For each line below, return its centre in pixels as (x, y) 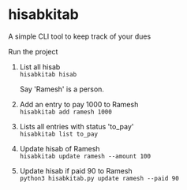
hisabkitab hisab (48, 74)
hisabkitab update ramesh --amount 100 (85, 156)
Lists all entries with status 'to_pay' (77, 126)
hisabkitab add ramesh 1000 (65, 112)
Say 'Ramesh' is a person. (62, 89)
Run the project (33, 51)
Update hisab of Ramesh (60, 148)
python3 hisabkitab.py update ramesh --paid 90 (99, 178)
